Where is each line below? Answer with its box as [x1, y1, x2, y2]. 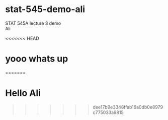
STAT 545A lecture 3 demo [5, 20, 61, 26]
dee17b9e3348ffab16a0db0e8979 [93, 104, 163, 110]
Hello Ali [5, 87, 41, 99]
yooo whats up [5, 53, 68, 65]
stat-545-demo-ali [5, 4, 86, 15]
